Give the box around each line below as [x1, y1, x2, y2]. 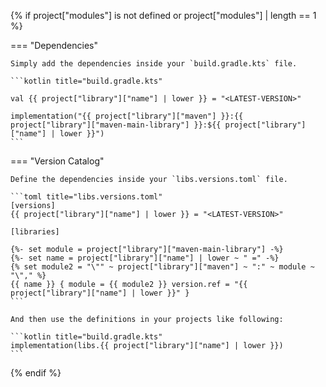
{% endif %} [10, 367, 62, 379]
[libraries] [10, 227, 60, 237]
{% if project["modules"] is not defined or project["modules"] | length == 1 [10, 10, 317, 21]
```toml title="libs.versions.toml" [10, 192, 163, 202]
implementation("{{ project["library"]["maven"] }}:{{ [10, 111, 244, 121]
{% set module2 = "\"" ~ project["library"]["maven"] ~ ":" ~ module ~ [10, 262, 315, 272]
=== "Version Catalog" [10, 155, 105, 167]
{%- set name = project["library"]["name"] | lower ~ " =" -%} [10, 253, 280, 263]
